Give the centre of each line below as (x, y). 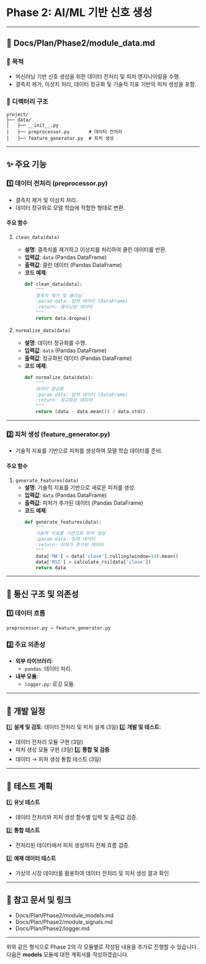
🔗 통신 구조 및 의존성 (43, 594)
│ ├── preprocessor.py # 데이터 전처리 (64, 132)
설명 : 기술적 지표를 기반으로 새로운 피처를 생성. (80, 487)
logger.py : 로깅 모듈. (50, 684)
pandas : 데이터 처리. (48, 669)
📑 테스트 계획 (30, 786)
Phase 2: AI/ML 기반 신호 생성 (79, 13)
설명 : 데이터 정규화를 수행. (55, 343)
